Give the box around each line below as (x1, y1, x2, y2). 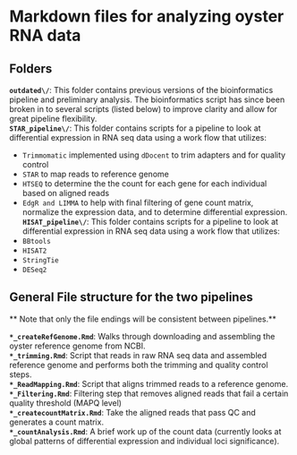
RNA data (9, 25, 81, 46)
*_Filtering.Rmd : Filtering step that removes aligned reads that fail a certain (9, 388, 289, 399)
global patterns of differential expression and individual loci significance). (9, 435, 280, 446)
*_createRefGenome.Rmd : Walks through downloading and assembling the (9, 331, 276, 341)
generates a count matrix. (9, 416, 105, 427)
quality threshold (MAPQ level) (9, 397, 123, 408)
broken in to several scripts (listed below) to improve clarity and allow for (9, 104, 278, 114)
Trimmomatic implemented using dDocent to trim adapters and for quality (21, 150, 286, 160)
